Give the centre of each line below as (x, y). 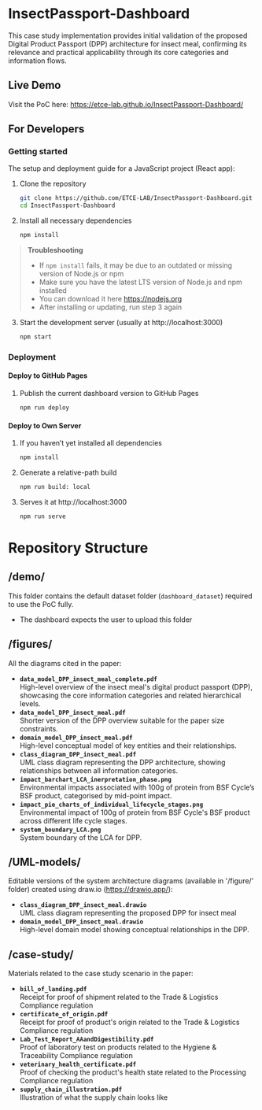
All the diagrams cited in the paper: (65, 663)
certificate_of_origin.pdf (64, 1015)
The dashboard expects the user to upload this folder (106, 620)
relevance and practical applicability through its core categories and (118, 52)
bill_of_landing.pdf (53, 990)
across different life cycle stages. (73, 820)
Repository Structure (78, 548)
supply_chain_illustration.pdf (71, 1090)
